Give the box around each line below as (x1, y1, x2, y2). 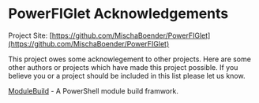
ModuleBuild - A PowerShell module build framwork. (8, 86, 179, 95)
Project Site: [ (8, 31, 53, 40)
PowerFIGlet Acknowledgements (8, 5, 229, 23)
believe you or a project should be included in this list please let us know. (8, 71, 246, 80)
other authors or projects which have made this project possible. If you (8, 62, 238, 72)
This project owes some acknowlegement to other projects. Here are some (8, 54, 251, 64)
